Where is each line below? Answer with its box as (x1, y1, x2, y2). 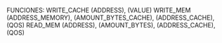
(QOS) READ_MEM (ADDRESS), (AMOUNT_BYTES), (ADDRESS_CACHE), (6, 21, 216, 29)
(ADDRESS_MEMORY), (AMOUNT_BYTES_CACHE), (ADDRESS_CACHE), (6, 13, 215, 22)
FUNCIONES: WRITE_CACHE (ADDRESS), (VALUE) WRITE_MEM (6, 6, 191, 14)
